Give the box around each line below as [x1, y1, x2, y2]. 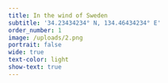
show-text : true [8, 63, 62, 71]
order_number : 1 [8, 26, 62, 34]
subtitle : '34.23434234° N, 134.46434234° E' [8, 19, 161, 27]
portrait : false [8, 41, 62, 49]
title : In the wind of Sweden [8, 11, 109, 20]
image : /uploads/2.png [8, 33, 83, 42]
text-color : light [8, 56, 69, 64]
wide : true [8, 48, 44, 56]
